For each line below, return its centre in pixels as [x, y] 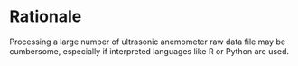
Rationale [46, 17]
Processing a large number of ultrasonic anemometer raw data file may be [148, 42]
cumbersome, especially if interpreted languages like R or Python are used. [149, 51]
